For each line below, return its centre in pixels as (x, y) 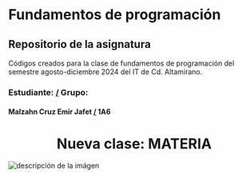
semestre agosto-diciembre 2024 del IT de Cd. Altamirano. (105, 72)
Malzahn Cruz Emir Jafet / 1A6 (60, 111)
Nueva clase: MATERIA (134, 143)
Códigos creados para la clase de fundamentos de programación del (121, 63)
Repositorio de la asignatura (80, 44)
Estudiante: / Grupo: (48, 92)
